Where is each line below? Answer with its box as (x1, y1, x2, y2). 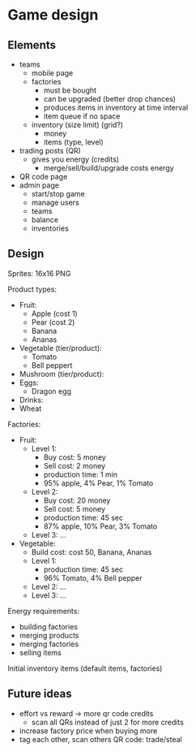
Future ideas (7, 687, 72, 701)
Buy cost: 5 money (43, 452, 106, 462)
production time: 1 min (43, 469, 118, 479)
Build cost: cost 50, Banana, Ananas (31, 547, 152, 557)
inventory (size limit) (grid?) (31, 120, 123, 129)
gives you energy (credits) (31, 154, 119, 164)
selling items (19, 647, 62, 657)
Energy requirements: (7, 606, 80, 616)
